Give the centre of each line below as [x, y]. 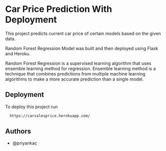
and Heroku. [18, 54]
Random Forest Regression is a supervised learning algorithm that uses [78, 63]
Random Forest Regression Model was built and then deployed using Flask [82, 48]
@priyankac [25, 143]
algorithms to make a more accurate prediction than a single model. [75, 79]
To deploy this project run [32, 107]
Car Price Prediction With [59, 9]
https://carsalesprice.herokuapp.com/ [50, 116]
